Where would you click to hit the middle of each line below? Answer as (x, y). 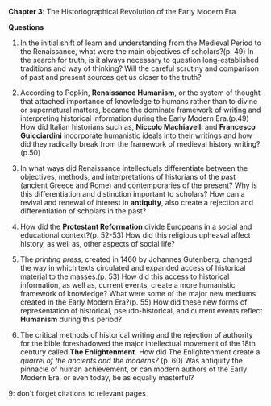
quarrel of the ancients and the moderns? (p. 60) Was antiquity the (131, 360)
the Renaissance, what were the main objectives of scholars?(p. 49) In (137, 51)
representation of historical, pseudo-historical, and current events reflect (141, 311)
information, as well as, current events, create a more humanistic (127, 285)
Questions (26, 27)
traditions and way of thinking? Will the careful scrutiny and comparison (140, 68)
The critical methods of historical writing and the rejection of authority (136, 335)
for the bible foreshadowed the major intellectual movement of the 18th (138, 343)
